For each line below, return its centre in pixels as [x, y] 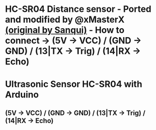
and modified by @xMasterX [65, 20]
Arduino [22, 95]
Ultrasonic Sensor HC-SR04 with [74, 84]
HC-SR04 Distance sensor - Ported [78, 9]
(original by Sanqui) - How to [65, 30]
